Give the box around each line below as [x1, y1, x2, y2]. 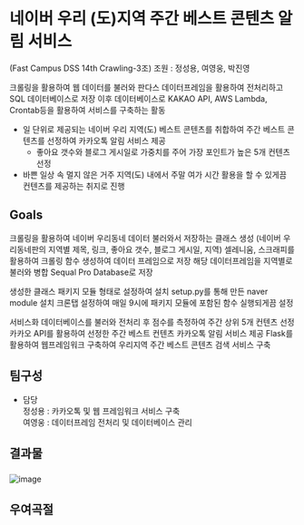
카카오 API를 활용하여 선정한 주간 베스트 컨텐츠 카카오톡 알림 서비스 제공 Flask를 [9, 327, 293, 338]
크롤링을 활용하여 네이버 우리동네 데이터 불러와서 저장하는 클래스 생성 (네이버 [9, 232, 281, 243]
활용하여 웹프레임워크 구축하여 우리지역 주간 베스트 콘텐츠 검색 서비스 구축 [9, 339, 271, 350]
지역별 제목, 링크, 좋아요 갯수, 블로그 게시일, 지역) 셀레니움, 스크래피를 [48, 244, 295, 255]
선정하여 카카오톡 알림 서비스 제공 [46, 135, 166, 146]
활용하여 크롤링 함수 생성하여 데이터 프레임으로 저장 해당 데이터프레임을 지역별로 [9, 255, 293, 266]
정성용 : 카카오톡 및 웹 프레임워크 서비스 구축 [22, 405, 181, 416]
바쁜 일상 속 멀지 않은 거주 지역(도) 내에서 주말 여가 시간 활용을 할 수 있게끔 [22, 169, 288, 180]
